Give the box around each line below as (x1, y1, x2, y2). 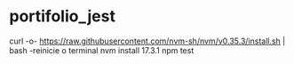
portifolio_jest (9, 6, 115, 27)
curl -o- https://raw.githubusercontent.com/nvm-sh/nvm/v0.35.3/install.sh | (9, 36, 286, 46)
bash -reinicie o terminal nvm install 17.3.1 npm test (9, 44, 195, 55)
